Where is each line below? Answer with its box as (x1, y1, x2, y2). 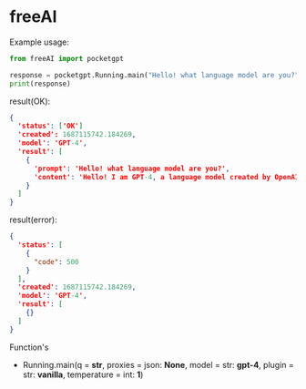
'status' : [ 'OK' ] (17, 121, 84, 131)
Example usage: (9, 36, 70, 47)
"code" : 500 (33, 257, 79, 266)
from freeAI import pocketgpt (9, 54, 125, 63)
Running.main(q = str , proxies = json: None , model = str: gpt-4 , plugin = (22, 359, 294, 370)
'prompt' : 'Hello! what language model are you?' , (33, 164, 230, 173)
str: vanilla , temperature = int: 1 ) (22, 369, 144, 380)
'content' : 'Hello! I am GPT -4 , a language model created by (33, 172, 271, 181)
